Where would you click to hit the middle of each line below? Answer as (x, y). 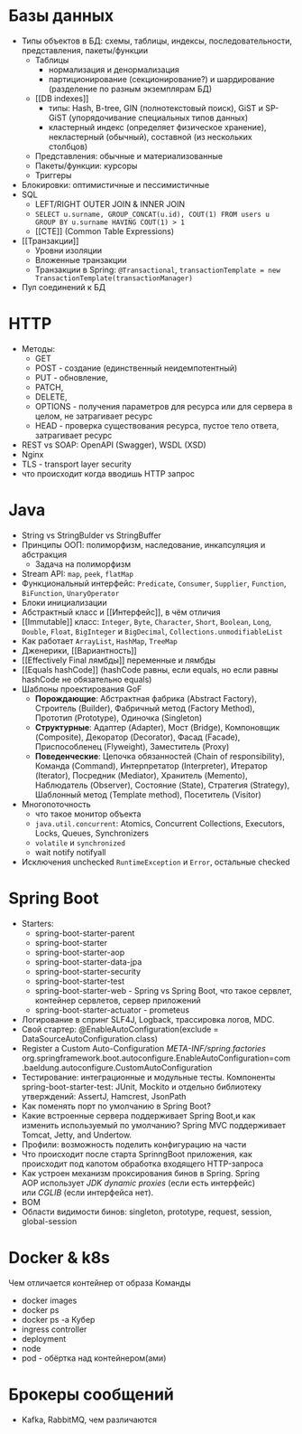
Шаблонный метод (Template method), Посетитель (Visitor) (148, 794)
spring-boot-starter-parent (85, 933)
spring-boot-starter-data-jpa (88, 962)
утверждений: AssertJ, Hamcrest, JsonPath (104, 1096)
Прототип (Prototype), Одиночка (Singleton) (119, 717)
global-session (49, 1221)
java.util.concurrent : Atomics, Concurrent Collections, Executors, (160, 823)
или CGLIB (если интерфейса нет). (87, 1192)
